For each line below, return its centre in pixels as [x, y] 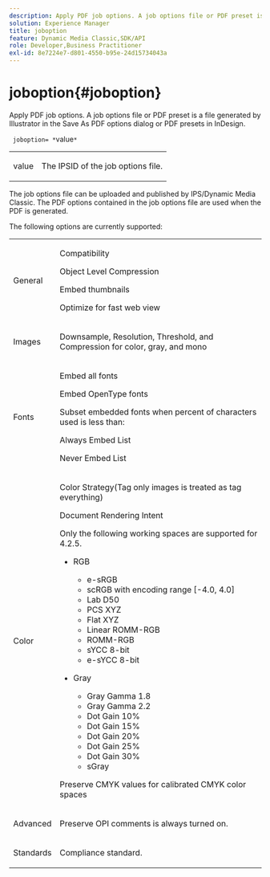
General [28, 280]
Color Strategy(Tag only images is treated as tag [151, 487]
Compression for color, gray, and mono [133, 346]
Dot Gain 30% [113, 756]
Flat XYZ [103, 619]
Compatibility [85, 253]
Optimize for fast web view [110, 308]
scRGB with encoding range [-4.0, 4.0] [161, 589]
